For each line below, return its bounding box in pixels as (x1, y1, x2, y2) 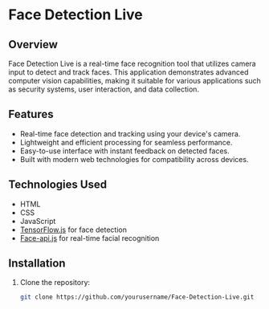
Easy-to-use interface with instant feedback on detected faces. (19, 146, 230, 156)
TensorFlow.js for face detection (19, 225, 127, 234)
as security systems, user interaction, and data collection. (8, 84, 199, 94)
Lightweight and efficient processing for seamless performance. (19, 137, 233, 147)
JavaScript (19, 216, 56, 226)
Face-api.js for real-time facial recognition (19, 233, 160, 242)
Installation (8, 257, 66, 270)
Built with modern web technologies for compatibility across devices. (19, 154, 249, 164)
